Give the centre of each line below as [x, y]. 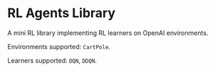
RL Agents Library [62, 13]
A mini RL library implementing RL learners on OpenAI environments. [108, 33]
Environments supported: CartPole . [59, 46]
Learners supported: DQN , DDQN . [52, 60]
